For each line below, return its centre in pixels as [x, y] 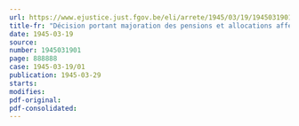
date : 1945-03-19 [41, 34]
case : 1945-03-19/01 [48, 67]
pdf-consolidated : [43, 108]
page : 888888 [33, 59]
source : [24, 42]
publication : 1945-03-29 [55, 75]
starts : [24, 83]
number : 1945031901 [45, 51]
